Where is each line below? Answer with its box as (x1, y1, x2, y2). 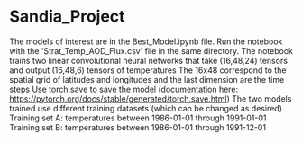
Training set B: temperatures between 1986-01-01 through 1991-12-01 (9, 121, 267, 132)
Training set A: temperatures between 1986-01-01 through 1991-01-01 (9, 112, 267, 123)
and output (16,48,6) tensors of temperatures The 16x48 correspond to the (9, 65, 287, 75)
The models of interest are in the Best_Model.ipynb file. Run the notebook (9, 36, 283, 47)
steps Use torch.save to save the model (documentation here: (9, 84, 239, 94)
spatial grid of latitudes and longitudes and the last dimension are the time (9, 74, 285, 84)
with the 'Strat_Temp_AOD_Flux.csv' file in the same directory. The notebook (9, 45, 293, 56)
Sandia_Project (9, 6, 125, 27)
